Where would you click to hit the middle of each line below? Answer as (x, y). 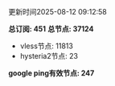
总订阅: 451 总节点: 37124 (51, 29)
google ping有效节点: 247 (51, 73)
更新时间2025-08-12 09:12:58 (57, 12)
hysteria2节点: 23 (49, 56)
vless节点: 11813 (47, 46)
